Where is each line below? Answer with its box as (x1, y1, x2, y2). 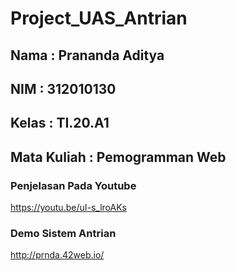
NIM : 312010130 (10, 80, 117, 97)
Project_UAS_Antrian (10, 7, 188, 30)
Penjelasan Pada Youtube (10, 178, 137, 192)
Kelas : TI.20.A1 (10, 115, 110, 132)
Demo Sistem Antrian (10, 226, 117, 240)
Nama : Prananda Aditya (10, 47, 165, 64)
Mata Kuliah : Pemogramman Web (10, 148, 227, 166)
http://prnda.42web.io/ (10, 249, 105, 261)
